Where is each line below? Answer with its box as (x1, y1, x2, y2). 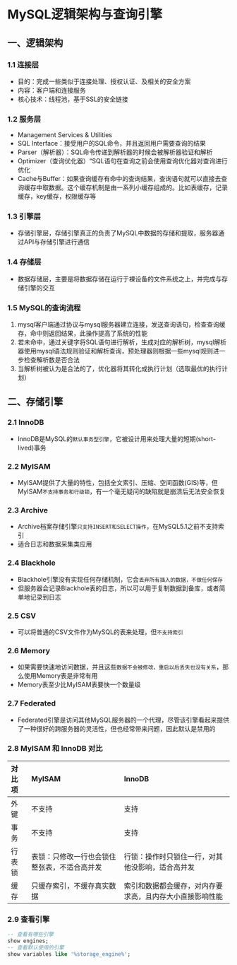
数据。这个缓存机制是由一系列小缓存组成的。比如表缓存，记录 (48, 183, 228, 192)
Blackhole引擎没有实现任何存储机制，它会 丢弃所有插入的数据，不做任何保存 (17, 575, 224, 583)
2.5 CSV (7, 611, 37, 621)
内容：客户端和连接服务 (17, 86, 86, 94)
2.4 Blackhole (7, 558, 56, 568)
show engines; (7, 937, 49, 944)
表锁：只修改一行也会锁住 (31, 851, 116, 861)
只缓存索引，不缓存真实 (31, 881, 109, 891)
